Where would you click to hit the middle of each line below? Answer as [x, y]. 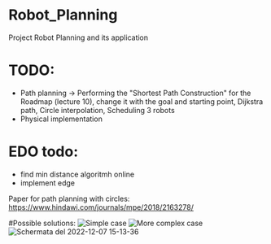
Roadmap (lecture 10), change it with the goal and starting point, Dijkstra [142, 101]
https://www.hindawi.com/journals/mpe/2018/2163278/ [101, 207]
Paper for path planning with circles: [69, 198]
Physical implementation [61, 119]
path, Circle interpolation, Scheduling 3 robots [97, 110]
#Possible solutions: [42, 223]
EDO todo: [44, 152]
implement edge [48, 183]
